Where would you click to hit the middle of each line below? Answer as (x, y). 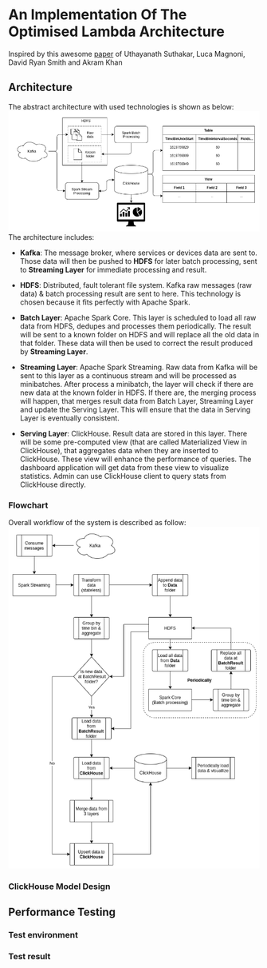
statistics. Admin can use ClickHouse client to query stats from (123, 476)
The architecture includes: (51, 237)
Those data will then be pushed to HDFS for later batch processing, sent (138, 261)
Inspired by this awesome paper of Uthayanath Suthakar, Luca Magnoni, (127, 54)
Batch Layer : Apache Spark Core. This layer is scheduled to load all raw (138, 318)
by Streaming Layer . (54, 352)
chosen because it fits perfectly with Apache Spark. (105, 302)
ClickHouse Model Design (59, 886)
